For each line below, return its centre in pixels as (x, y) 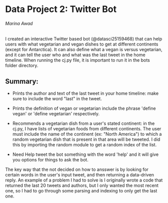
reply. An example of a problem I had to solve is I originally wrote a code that (84, 180)
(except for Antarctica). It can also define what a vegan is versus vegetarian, (84, 50)
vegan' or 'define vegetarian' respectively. (56, 114)
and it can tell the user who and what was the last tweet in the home (75, 55)
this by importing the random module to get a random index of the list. (84, 145)
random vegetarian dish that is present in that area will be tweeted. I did (86, 139)
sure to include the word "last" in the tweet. (57, 99)
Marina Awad (19, 23)
